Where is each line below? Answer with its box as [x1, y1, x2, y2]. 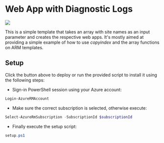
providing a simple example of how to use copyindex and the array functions [5, 39, 160, 45]
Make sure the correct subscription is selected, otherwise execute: [12, 105, 147, 111]
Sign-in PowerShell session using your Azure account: [12, 86, 122, 92]
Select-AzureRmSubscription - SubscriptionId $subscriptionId [5, 114, 133, 119]
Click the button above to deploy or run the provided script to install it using [5, 72, 158, 78]
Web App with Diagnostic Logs [5, 3, 133, 15]
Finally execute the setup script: [12, 123, 77, 129]
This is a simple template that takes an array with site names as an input [5, 29, 150, 35]
